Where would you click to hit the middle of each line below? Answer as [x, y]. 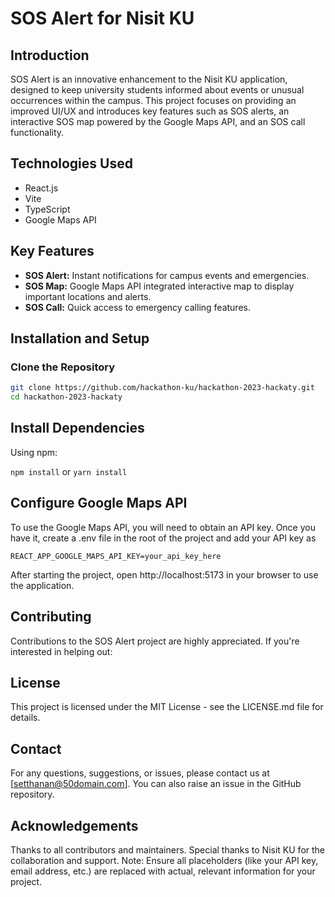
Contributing [51, 617]
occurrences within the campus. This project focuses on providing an [153, 100]
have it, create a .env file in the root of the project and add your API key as [163, 538]
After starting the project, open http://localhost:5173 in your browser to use [164, 574]
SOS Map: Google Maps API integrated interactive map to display [159, 286]
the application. [42, 585]
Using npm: [34, 452]
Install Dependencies [77, 428]
